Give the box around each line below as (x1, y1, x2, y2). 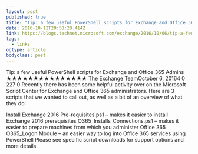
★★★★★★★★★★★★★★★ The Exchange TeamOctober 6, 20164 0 (6, 75, 186, 82)
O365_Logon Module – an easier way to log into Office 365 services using (6, 130, 186, 137)
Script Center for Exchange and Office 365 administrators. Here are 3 (6, 87, 175, 94)
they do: (6, 99, 27, 106)
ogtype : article (6, 47, 46, 53)
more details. (6, 142, 38, 149)
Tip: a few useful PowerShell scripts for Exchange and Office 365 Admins (6, 68, 184, 75)
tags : (6, 36, 19, 42)
